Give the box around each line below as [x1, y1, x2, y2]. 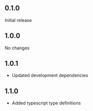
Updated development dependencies [11, 72, 88, 79]
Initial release [4, 17, 32, 23]
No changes [4, 45, 30, 51]
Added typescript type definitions [11, 100, 81, 106]
